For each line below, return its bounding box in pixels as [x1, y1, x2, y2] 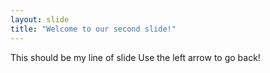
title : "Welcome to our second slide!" [10, 24, 177, 34]
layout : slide [10, 14, 70, 25]
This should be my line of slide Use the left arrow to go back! [10, 51, 261, 63]
